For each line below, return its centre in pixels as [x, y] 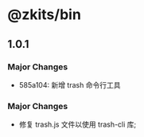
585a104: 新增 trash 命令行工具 [70, 84]
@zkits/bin [44, 15]
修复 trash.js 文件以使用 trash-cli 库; [78, 124]
